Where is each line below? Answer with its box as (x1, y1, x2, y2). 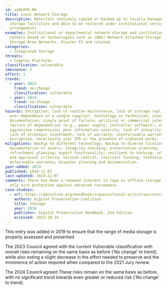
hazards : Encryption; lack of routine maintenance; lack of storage (5, 109, 150, 114)
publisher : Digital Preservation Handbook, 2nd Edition (14, 211, 133, 216)
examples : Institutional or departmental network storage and (5, 30, 137, 35)
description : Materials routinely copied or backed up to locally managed (5, 16, 164, 21)
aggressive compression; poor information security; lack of (9, 127, 139, 132)
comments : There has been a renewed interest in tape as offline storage (5, 178, 162, 183)
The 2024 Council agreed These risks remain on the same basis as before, (5, 269, 158, 275)
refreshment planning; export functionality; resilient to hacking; (9, 150, 155, 155)
